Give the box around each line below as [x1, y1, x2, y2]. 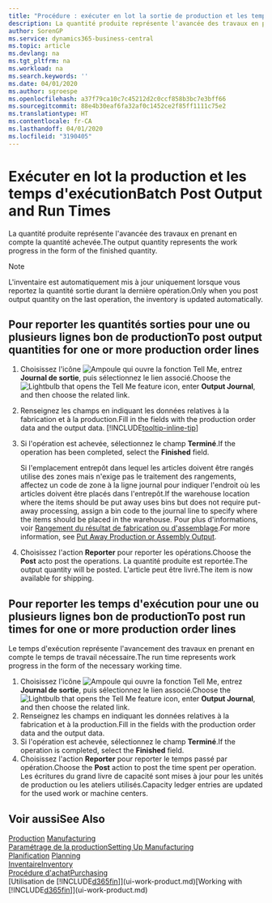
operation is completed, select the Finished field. [19, 746, 185, 756]
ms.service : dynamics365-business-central [8, 34, 154, 43]
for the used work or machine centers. [19, 789, 148, 799]
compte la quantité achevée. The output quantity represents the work [8, 236, 237, 247]
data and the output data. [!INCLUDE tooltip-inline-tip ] [19, 423, 198, 433]
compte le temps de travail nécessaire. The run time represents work [8, 653, 236, 662]
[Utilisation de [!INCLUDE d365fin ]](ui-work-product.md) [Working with [8, 876, 243, 886]
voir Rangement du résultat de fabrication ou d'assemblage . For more [19, 523, 251, 533]
